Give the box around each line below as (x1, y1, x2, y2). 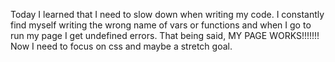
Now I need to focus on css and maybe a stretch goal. (10, 40, 233, 52)
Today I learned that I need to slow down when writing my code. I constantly (10, 9, 325, 20)
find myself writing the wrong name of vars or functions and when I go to (10, 19, 312, 31)
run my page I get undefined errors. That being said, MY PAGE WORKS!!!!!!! (10, 30, 320, 41)
